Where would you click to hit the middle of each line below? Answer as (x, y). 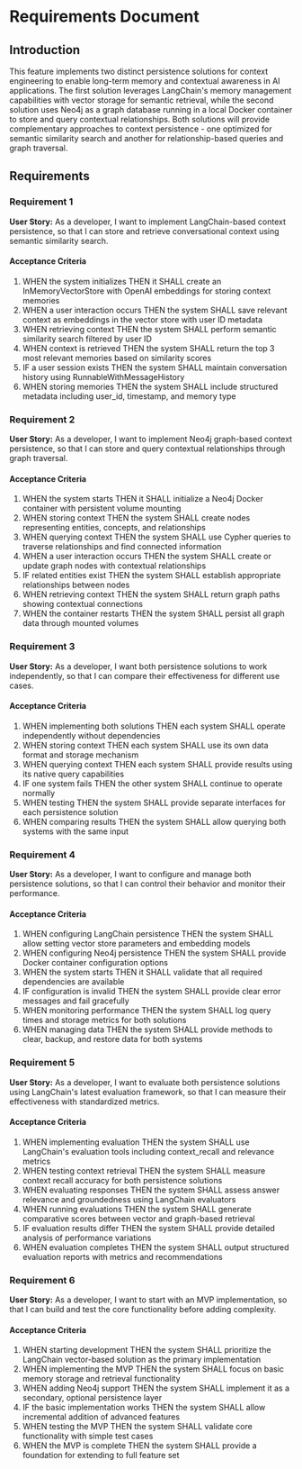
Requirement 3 (42, 647)
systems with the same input (75, 831)
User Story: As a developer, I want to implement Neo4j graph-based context (151, 440)
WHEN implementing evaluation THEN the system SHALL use (136, 1142)
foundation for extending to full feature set (101, 1455)
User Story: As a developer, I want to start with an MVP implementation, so (148, 1300)
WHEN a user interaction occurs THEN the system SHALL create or (147, 557)
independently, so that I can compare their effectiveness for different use (145, 676)
